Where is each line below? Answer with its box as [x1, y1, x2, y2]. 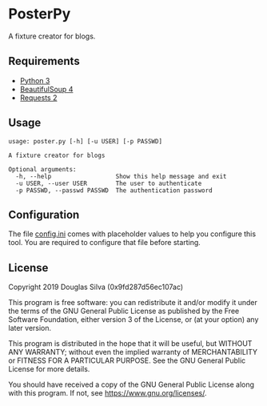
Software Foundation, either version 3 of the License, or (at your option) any [8, 315, 259, 324]
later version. [8, 324, 52, 333]
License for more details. [8, 364, 90, 374]
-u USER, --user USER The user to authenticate [15, 179, 202, 187]
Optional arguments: [8, 165, 78, 173]
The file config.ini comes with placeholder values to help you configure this [8, 229, 257, 239]
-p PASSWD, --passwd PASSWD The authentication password [15, 186, 213, 195]
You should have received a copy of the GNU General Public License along [8, 380, 254, 389]
